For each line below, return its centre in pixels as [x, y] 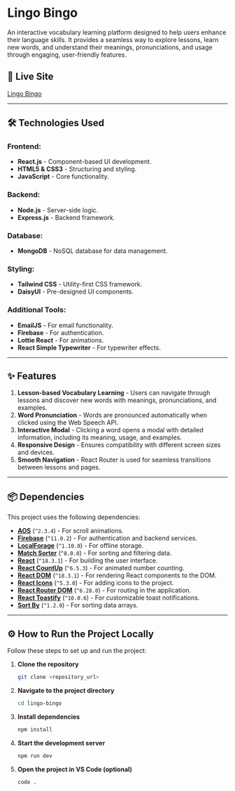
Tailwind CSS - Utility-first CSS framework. [80, 284]
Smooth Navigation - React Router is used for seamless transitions [114, 460]
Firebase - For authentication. [60, 332]
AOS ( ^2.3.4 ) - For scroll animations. [70, 531]
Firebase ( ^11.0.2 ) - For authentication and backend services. [107, 538]
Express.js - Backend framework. [66, 217]
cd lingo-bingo [40, 703]
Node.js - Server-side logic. [58, 210]
